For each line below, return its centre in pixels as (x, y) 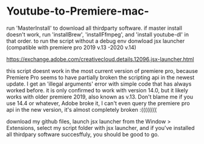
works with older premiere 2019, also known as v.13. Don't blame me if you (100, 97)
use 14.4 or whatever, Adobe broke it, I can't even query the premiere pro (98, 103)
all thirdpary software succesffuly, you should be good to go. (83, 134)
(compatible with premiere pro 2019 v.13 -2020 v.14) (72, 47)
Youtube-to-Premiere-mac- (78, 11)
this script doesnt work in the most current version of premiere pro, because (102, 70)
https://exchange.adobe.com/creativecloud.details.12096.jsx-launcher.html (100, 59)
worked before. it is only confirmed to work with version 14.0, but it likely (97, 90)
